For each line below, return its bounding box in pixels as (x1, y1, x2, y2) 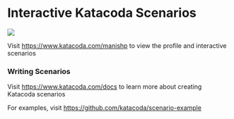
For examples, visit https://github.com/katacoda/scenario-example (7, 104, 201, 112)
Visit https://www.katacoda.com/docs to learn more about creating (7, 82, 202, 91)
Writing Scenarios (7, 66, 71, 76)
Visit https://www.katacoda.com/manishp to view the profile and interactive (7, 41, 227, 50)
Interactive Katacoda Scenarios (7, 5, 197, 21)
